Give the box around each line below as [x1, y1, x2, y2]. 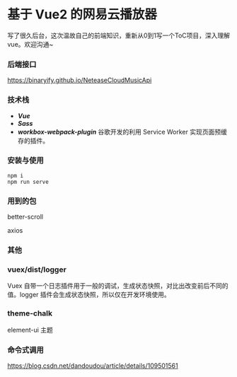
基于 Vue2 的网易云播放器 [7, 6, 157, 23]
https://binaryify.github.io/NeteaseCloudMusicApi [7, 76, 152, 85]
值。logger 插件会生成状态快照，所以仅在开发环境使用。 [7, 291, 171, 299]
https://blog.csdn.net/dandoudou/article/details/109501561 [7, 361, 178, 370]
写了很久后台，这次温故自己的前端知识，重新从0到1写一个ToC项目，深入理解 [7, 31, 231, 40]
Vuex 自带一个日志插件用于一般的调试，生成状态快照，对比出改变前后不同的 [7, 282, 229, 290]
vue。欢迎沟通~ [7, 40, 54, 48]
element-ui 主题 [7, 325, 53, 334]
